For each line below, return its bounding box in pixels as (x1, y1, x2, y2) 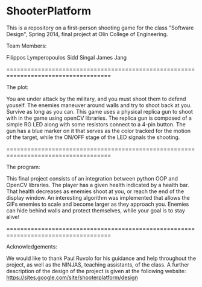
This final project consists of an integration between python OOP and (6, 174, 178, 182)
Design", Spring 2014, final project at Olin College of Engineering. (6, 30, 168, 37)
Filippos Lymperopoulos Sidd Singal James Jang (6, 54, 127, 61)
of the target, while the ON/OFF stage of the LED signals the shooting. (6, 134, 180, 141)
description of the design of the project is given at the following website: (6, 267, 186, 274)
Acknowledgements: (6, 242, 57, 250)
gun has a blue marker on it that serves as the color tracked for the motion (6, 127, 191, 134)
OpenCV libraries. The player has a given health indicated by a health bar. (6, 181, 189, 188)
